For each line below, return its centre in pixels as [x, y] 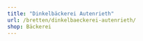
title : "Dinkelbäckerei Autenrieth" [61, 14]
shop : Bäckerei [29, 26]
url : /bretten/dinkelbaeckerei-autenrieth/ [72, 20]
